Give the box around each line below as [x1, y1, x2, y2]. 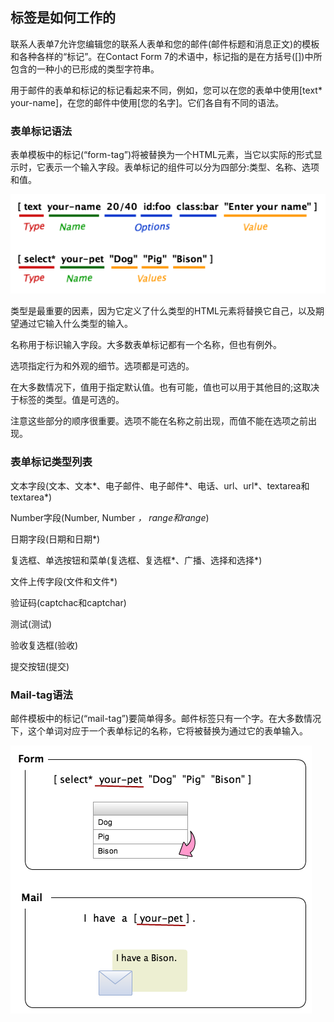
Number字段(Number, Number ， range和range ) [10, 511, 210, 523]
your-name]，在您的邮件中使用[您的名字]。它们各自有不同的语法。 [10, 96, 285, 108]
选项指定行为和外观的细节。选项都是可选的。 [10, 360, 195, 372]
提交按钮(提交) [10, 660, 70, 672]
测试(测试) [10, 618, 53, 630]
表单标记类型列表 [10, 455, 93, 469]
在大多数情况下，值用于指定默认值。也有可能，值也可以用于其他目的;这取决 [10, 381, 320, 393]
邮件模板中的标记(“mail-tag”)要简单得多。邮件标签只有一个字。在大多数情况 [10, 713, 322, 724]
